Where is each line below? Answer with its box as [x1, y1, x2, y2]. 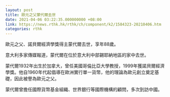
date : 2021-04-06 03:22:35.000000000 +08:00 [5, 17, 102, 22]
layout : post [5, 7, 33, 13]
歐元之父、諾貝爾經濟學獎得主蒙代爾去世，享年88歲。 [5, 41, 119, 47]
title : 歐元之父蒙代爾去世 [5, 12, 56, 17]
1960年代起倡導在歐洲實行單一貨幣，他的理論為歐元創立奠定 [27, 69, 155, 76]
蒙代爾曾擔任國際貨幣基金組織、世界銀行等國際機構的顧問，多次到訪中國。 [5, 86, 162, 92]
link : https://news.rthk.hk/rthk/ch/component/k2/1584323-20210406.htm [5, 21, 161, 27]
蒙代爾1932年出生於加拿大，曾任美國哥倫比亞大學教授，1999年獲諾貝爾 [5, 63, 156, 69]
